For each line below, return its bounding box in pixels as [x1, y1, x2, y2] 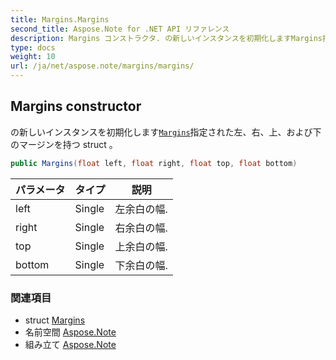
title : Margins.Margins [10, 14, 110, 25]
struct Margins [24, 314, 86, 326]
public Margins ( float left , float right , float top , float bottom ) [10, 158, 298, 168]
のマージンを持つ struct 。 [10, 138, 118, 150]
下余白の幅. [114, 258, 168, 272]
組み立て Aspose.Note [24, 338, 117, 350]
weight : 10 [10, 52, 56, 62]
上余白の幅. [114, 239, 168, 253]
